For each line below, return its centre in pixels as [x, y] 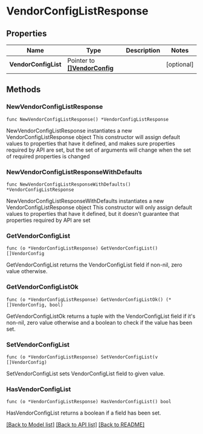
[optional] [180, 64]
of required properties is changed [48, 156]
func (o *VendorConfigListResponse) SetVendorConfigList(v [82, 357]
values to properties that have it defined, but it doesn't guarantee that [93, 213]
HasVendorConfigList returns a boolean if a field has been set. [84, 413]
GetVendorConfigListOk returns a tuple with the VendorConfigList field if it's [101, 316]
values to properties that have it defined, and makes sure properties [91, 143]
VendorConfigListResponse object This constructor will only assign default [99, 207]
